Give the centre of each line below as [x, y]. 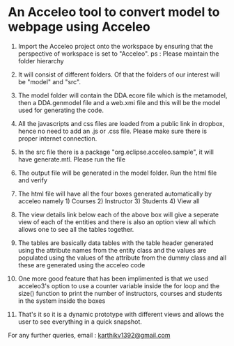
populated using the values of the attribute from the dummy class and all [122, 258]
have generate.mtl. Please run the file [72, 159]
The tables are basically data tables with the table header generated [116, 243]
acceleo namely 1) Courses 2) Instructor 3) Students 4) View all [109, 201]
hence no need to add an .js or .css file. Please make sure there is [112, 131]
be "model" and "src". [49, 81]
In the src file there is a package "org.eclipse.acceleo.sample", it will [116, 152]
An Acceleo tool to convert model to [114, 12]
